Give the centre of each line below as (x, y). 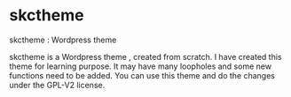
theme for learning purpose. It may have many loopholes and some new (141, 66)
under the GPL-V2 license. (57, 85)
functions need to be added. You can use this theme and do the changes (142, 75)
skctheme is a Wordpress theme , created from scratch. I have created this (145, 56)
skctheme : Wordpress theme (63, 40)
